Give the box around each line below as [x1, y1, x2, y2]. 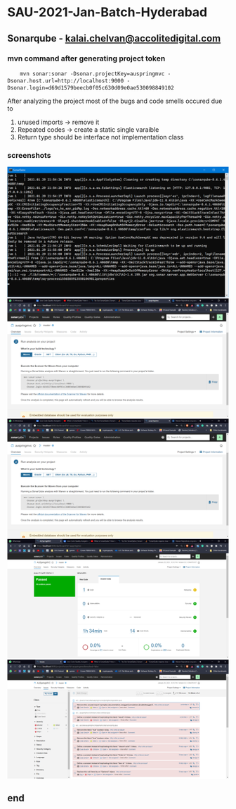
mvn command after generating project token [7, 54, 166, 63]
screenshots [7, 150, 51, 160]
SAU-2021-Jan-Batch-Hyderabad [7, 4, 208, 20]
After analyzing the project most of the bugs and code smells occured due [7, 97, 223, 105]
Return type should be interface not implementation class [17, 132, 184, 141]
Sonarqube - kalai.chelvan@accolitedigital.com [7, 32, 221, 44]
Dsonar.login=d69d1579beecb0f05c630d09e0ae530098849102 [7, 84, 174, 92]
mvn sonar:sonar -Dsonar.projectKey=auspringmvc [20, 70, 165, 78]
